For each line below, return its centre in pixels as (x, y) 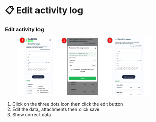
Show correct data (31, 115)
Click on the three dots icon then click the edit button (67, 104)
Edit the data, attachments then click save (56, 109)
